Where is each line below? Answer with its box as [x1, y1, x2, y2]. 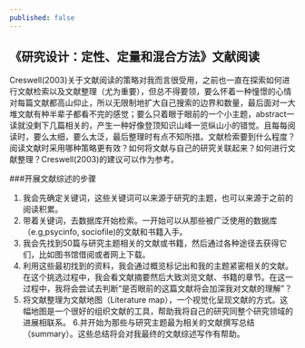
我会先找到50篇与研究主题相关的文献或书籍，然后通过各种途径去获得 [22, 237, 280, 249]
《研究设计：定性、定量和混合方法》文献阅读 [9, 49, 261, 64]
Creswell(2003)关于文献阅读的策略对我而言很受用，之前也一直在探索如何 [9, 74, 283, 86]
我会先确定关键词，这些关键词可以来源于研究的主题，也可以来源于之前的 [22, 192, 293, 204]
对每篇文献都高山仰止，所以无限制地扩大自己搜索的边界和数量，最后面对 [9, 97, 280, 109]
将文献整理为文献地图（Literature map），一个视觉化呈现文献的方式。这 [22, 295, 289, 305]
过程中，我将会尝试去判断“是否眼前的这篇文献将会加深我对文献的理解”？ [22, 283, 293, 295]
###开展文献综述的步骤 [9, 173, 97, 184]
